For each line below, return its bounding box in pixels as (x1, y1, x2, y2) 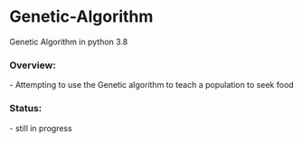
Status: (9, 102, 43, 115)
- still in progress (9, 122, 72, 133)
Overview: (9, 59, 56, 71)
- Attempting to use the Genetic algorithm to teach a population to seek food (9, 80, 294, 91)
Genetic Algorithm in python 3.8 (9, 36, 128, 47)
